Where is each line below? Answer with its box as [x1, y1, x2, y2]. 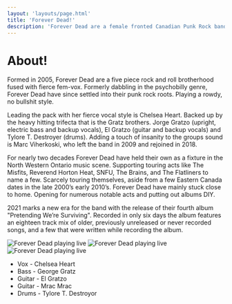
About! [7, 53, 48, 68]
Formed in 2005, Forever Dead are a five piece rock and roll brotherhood [7, 75, 214, 84]
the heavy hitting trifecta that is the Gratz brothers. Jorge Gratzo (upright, [7, 118, 216, 126]
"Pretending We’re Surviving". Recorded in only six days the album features [7, 211, 222, 220]
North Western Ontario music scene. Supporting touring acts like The [7, 161, 204, 169]
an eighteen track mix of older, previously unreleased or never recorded [7, 218, 212, 227]
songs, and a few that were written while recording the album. [7, 226, 184, 234]
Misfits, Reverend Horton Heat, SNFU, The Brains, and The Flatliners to [7, 169, 209, 177]
